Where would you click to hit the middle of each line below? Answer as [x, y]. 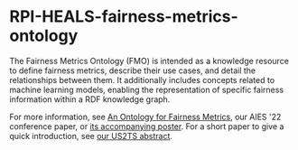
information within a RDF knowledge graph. [90, 99]
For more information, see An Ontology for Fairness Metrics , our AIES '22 [145, 117]
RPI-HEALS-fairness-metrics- [124, 17]
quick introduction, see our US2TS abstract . [91, 136]
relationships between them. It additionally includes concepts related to [142, 80]
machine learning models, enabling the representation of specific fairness [147, 89]
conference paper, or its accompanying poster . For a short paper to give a [147, 126]
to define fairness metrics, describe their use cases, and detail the [132, 70]
